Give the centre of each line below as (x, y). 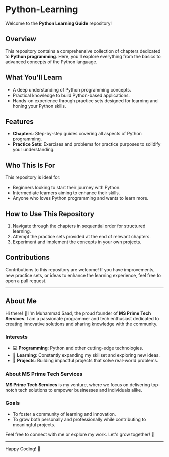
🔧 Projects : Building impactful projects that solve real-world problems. (85, 360)
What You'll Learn (34, 78)
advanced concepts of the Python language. (51, 62)
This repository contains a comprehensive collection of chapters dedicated (83, 51)
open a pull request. (26, 281)
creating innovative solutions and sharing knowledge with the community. (81, 324)
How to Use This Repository (50, 214)
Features (19, 121)
